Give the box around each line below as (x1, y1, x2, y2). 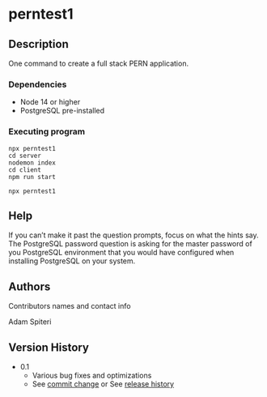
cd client (8, 165, 42, 174)
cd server (8, 152, 42, 160)
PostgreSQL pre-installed (19, 106, 105, 116)
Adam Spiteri (8, 317, 52, 327)
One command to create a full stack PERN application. (8, 58, 189, 68)
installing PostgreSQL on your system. (8, 256, 136, 266)
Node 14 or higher (19, 97, 81, 107)
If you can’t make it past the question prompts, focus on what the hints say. (8, 230, 259, 240)
